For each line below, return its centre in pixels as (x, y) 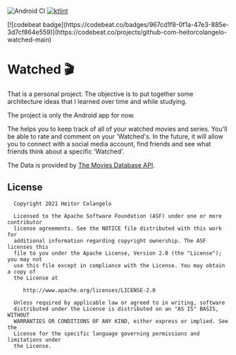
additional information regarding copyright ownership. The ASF (110, 240)
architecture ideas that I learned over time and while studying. (97, 101)
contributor (25, 222)
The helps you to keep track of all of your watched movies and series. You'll (117, 129)
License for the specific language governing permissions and (107, 333)
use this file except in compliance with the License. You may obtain (119, 265)
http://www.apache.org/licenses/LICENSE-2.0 (89, 290)
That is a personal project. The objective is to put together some (100, 94)
